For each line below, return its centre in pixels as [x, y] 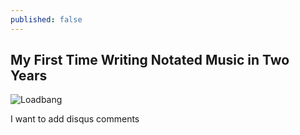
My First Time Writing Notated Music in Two [150, 60]
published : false [46, 19]
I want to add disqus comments [75, 119]
